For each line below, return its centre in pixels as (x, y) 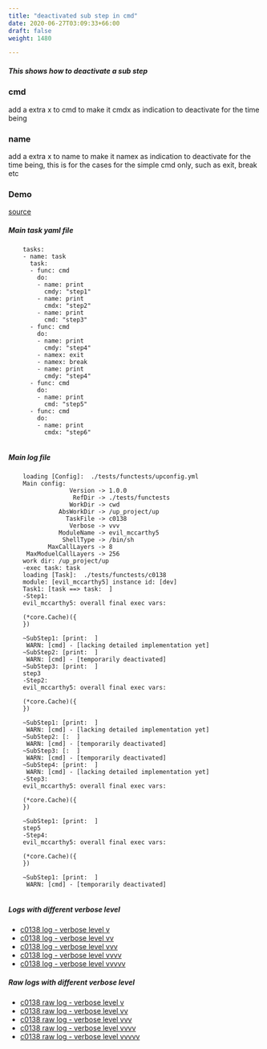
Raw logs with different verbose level (71, 982)
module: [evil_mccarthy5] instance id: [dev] (100, 582)
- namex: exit (61, 355)
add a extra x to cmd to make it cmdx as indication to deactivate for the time (134, 109)
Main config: (44, 484)
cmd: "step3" (66, 320)
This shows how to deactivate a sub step (78, 71)
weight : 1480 (30, 38)
